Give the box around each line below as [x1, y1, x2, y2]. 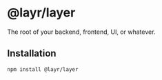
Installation [7, 48, 57, 59]
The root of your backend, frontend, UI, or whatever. [7, 28, 156, 36]
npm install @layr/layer [7, 66, 79, 73]
